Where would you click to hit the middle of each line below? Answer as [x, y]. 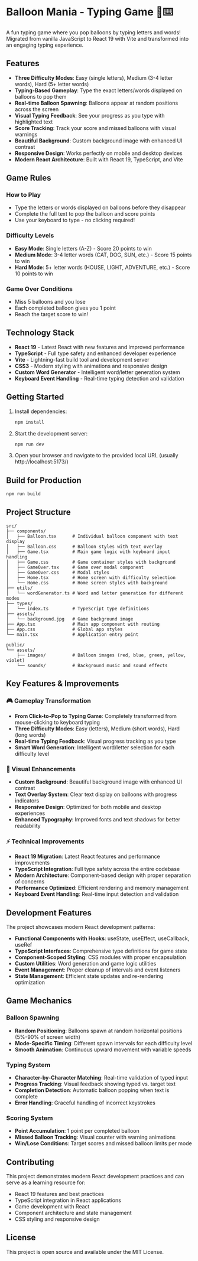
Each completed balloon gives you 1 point [65, 308]
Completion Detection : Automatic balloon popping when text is [92, 1090]
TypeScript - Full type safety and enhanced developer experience [95, 353]
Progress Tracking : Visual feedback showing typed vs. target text [95, 1084]
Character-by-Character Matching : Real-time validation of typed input [101, 1077]
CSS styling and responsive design [57, 1219]
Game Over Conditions [39, 289]
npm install [29, 422]
